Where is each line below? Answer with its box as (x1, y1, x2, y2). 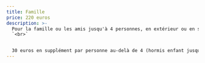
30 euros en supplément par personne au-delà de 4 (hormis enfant (12, 48, 184, 54)
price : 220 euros (6, 15, 51, 21)
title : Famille (6, 8, 45, 15)
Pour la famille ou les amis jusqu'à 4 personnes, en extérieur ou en (12, 25, 195, 32)
